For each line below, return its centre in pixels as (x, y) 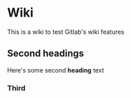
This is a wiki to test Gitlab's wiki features (66, 32)
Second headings (46, 53)
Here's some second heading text (56, 70)
